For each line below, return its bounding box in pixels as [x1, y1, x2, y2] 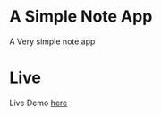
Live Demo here [9, 97, 68, 108]
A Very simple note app [9, 36, 96, 47]
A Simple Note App [9, 6, 153, 27]
